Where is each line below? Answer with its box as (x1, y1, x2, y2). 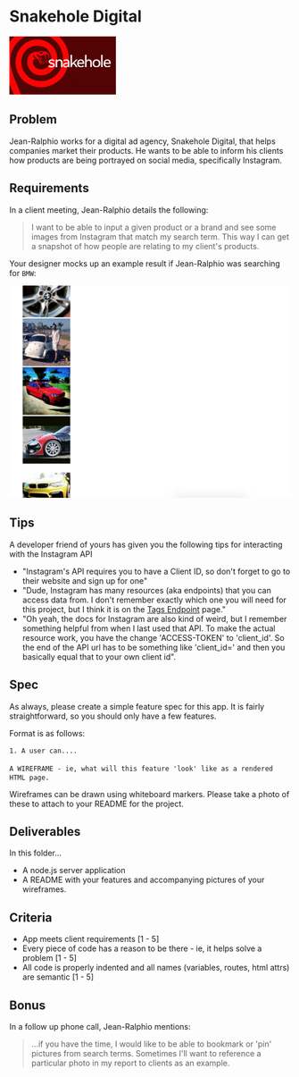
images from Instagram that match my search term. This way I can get (30, 231, 290, 242)
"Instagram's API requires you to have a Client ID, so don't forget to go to (21, 566, 291, 576)
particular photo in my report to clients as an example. (30, 1057, 230, 1069)
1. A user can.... (9, 746, 78, 755)
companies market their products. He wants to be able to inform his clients (9, 145, 284, 156)
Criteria (9, 910, 53, 925)
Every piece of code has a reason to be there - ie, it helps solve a (21, 943, 262, 954)
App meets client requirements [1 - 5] (21, 934, 160, 945)
